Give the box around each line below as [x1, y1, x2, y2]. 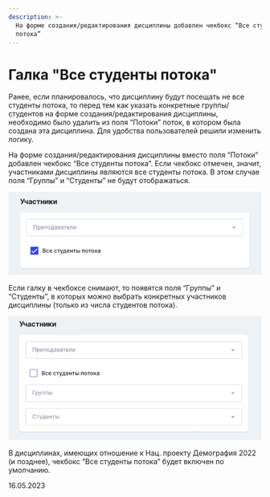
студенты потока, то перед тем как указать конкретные [8, 100, 201, 110]
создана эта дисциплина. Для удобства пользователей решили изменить [8, 126, 261, 136]
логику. [8, 135, 34, 145]
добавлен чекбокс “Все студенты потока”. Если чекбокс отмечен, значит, [8, 159, 262, 169]
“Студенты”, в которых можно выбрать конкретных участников [8, 291, 227, 301]
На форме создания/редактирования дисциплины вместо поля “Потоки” [8, 150, 259, 160]
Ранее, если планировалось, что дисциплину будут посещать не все [8, 92, 245, 102]
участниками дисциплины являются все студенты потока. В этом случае [8, 167, 260, 177]
